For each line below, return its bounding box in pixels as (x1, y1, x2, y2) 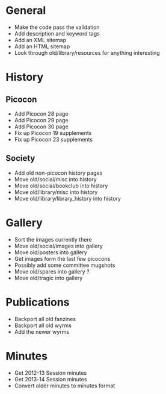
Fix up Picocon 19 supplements (14, 129, 92, 136)
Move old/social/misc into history (14, 175, 97, 183)
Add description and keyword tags (14, 30, 100, 37)
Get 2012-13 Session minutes (14, 369, 87, 377)
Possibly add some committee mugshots (14, 261, 115, 269)
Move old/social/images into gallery (14, 242, 103, 249)
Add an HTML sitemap (14, 43, 70, 50)
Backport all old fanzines (14, 315, 76, 322)
